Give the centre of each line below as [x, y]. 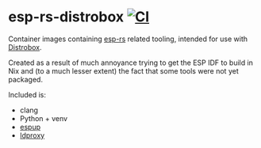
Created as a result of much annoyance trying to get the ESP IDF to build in [131, 63]
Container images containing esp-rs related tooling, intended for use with [128, 39]
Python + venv [44, 118]
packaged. [26, 79]
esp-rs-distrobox [66, 17]
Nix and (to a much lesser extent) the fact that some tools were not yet [124, 70]
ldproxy [32, 135]
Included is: [27, 94]
